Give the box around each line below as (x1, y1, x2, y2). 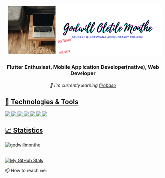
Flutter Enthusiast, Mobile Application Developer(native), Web (7, 63, 159, 70)
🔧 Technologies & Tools (5, 98, 79, 106)
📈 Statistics (5, 126, 43, 135)
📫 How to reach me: (5, 168, 47, 174)
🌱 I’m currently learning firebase (50, 82, 116, 88)
